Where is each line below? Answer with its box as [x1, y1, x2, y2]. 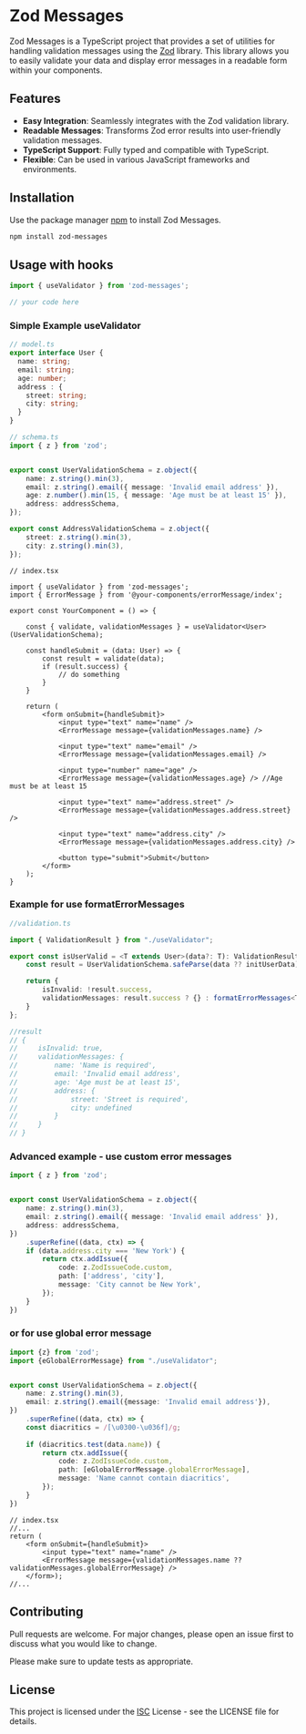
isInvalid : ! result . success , [42, 985, 153, 994]
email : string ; [17, 365, 76, 375]
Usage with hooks [9, 257, 114, 272]
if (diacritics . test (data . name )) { [25, 1440, 161, 1449]
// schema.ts [9, 433, 59, 442]
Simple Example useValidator [9, 319, 141, 332]
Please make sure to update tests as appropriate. [9, 1656, 194, 1667]
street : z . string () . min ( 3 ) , [25, 532, 132, 542]
